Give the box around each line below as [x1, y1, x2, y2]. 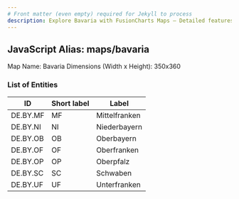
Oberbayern [95, 133, 137, 143]
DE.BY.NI [11, 122, 41, 131]
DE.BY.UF [11, 179, 44, 189]
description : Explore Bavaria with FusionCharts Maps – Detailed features [7, 17, 234, 24]
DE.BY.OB [11, 133, 44, 143]
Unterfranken [95, 179, 141, 189]
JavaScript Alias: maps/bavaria [7, 43, 149, 55]
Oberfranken [95, 145, 139, 155]
